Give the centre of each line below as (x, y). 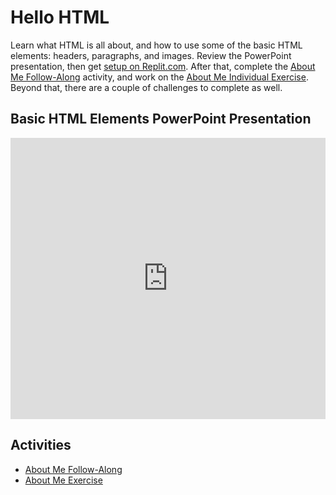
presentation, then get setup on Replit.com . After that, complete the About (163, 66)
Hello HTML (60, 17)
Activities (41, 445)
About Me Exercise (63, 480)
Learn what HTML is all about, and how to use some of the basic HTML (156, 45)
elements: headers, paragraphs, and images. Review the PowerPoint (151, 55)
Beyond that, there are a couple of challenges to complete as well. (146, 87)
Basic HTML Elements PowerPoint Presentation (161, 119)
